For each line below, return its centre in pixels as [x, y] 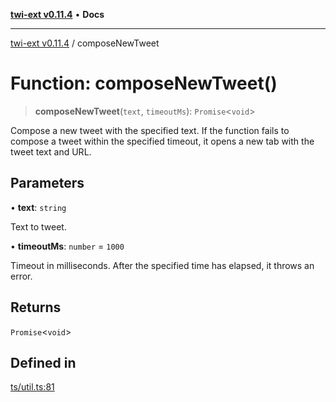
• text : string [38, 207]
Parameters [47, 183]
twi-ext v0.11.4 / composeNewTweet [85, 43]
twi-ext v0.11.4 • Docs [57, 14]
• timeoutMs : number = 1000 [67, 246]
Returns [36, 307]
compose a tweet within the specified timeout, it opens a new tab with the [162, 141]
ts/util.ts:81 [32, 387]
